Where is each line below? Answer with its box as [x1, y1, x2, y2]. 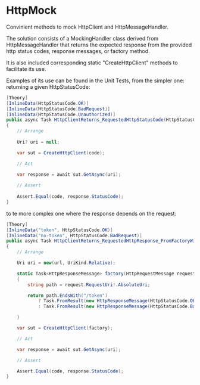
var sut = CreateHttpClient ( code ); [17, 150, 105, 156]
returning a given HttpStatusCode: [6, 83, 90, 90]
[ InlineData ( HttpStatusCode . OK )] [6, 100, 89, 106]
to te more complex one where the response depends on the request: [6, 210, 177, 217]
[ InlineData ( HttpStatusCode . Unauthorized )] [6, 111, 116, 117]
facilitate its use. [6, 65, 46, 72]
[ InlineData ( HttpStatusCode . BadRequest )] [6, 105, 111, 112]
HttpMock [6, 4, 57, 17]
